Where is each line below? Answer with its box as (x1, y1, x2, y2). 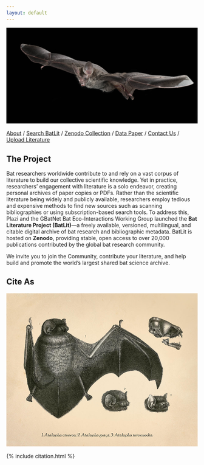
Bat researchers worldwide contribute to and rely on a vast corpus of (6, 170, 179, 177)
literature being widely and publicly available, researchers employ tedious (6, 195, 191, 203)
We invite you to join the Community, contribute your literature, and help (6, 252, 186, 260)
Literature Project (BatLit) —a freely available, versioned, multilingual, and (6, 221, 191, 229)
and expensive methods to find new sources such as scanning (6, 202, 163, 209)
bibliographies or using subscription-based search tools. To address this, (6, 208, 189, 216)
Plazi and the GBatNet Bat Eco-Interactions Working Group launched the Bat (6, 215, 197, 222)
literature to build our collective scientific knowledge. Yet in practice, (6, 176, 178, 184)
